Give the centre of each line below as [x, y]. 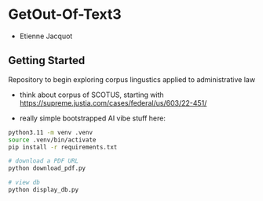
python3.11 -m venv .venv [50, 132]
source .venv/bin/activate [52, 140]
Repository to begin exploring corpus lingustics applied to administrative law [132, 79]
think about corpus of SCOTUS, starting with [91, 95]
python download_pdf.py [47, 169]
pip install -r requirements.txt [63, 147]
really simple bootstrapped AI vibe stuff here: [93, 118]
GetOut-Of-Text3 [65, 14]
